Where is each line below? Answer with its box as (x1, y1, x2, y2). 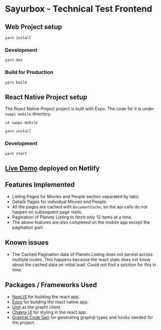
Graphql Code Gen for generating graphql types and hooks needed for (12, 314, 153, 320)
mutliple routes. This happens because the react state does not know (12, 256, 151, 262)
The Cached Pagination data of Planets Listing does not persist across (12, 251, 153, 257)
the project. (12, 319, 35, 325)
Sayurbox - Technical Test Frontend (5, 3, 153, 15)
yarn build (5, 80, 27, 85)
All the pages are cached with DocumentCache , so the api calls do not (12, 204, 148, 209)
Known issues (5, 238, 49, 247)
